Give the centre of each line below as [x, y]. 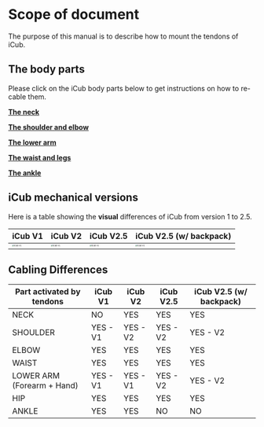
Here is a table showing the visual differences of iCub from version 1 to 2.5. [130, 216]
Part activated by [48, 292]
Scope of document [74, 15]
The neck [24, 112]
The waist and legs [40, 157]
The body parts [46, 70]
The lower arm [32, 142]
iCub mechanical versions [73, 198]
